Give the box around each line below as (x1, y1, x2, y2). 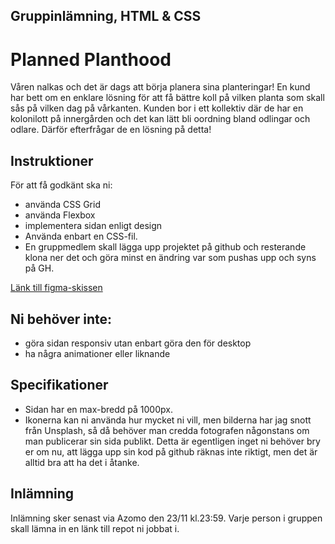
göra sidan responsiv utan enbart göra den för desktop (24, 337, 252, 349)
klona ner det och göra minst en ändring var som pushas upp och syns (24, 252, 317, 264)
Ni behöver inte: (10, 310, 113, 328)
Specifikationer (10, 377, 109, 394)
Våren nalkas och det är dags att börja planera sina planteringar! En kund (10, 81, 311, 93)
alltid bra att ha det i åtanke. (24, 456, 140, 468)
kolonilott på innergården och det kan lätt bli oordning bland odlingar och (10, 113, 311, 125)
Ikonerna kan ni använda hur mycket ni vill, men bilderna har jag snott (24, 414, 312, 426)
